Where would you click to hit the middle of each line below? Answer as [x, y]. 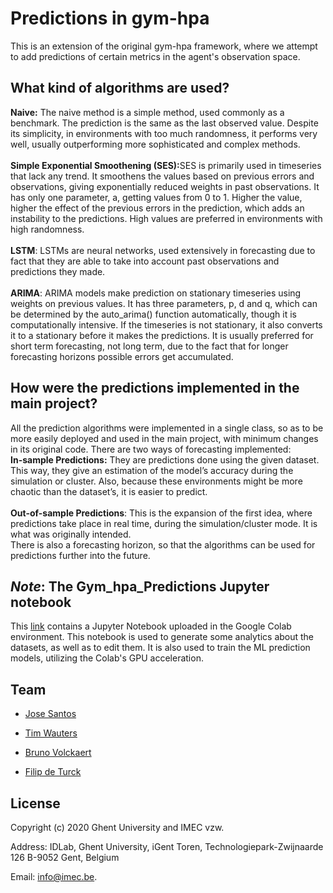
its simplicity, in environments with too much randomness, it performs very [164, 133]
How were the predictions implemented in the [155, 388]
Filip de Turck [53, 772]
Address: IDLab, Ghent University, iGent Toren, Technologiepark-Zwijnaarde [167, 846]
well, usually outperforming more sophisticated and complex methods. [155, 144]
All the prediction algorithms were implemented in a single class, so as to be [167, 428]
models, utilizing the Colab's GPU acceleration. [107, 658]
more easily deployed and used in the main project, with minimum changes [164, 438]
